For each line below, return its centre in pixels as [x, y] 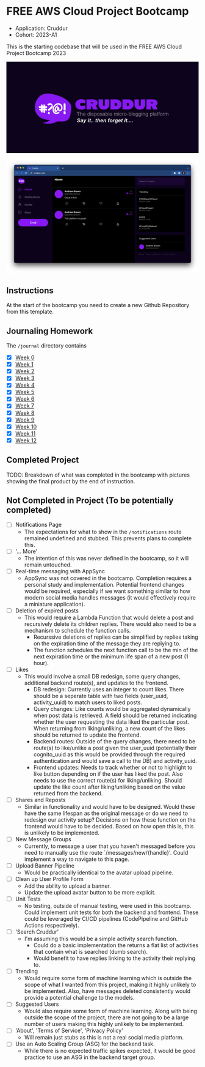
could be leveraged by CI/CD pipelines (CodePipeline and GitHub [106, 919]
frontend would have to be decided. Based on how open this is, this [109, 826]
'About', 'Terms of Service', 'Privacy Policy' [69, 1031]
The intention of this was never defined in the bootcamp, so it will [106, 558]
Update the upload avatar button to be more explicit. [90, 893]
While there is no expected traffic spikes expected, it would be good [110, 1051]
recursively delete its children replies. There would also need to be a [110, 624]
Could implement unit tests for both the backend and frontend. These [111, 912]
